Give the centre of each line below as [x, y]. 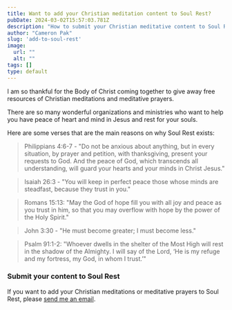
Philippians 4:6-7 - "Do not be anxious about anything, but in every [119, 146]
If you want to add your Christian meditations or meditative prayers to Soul [113, 291]
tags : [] [20, 65]
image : [17, 46]
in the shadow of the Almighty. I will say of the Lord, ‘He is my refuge [122, 251]
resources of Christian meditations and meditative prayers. [91, 98]
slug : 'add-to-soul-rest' [44, 39]
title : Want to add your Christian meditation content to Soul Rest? [109, 13]
